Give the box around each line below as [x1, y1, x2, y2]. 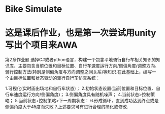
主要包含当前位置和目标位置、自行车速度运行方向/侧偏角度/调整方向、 [18, 63, 160, 69]
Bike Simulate [5, 3, 63, 15]
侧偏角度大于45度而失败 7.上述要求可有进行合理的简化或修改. [5, 104, 129, 110]
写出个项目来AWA [5, 40, 78, 51]
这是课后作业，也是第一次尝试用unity [5, 27, 157, 39]
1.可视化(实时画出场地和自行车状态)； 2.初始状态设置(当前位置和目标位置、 [5, 86, 156, 91]
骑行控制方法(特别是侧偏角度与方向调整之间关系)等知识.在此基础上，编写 [5, 69, 152, 75]
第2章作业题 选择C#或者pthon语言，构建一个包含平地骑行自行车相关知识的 [5, 57, 156, 63]
